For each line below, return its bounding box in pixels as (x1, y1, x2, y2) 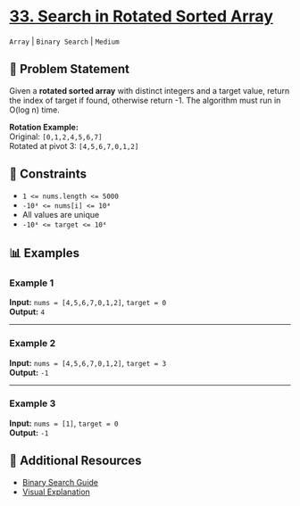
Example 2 (9, 337, 56, 350)
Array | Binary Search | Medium (9, 36, 120, 46)
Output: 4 (9, 306, 46, 318)
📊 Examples (9, 245, 80, 261)
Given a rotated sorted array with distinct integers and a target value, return (9, 85, 290, 95)
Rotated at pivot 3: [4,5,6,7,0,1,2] (9, 140, 139, 151)
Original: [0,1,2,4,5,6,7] (9, 131, 103, 142)
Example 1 (9, 277, 54, 289)
